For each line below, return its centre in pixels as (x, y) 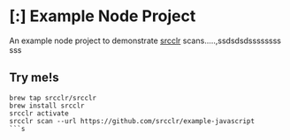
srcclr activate (39, 113)
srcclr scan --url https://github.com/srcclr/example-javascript (132, 121)
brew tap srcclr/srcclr (53, 98)
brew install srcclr (47, 106)
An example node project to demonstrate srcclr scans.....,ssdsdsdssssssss (145, 41)
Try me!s (34, 78)
